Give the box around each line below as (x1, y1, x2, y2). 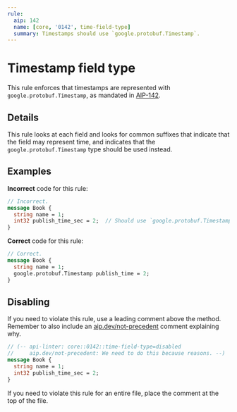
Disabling (7, 296, 50, 308)
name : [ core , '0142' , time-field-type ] (13, 23, 131, 30)
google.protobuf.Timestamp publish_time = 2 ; (13, 270, 150, 277)
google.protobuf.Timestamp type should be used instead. (7, 145, 173, 154)
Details (7, 111, 39, 123)
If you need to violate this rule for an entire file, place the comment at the (7, 389, 219, 397)
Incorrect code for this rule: (7, 184, 88, 192)
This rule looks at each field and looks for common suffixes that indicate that (7, 130, 230, 138)
